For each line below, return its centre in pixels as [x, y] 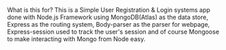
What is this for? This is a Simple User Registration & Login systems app [109, 10]
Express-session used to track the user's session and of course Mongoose [113, 32]
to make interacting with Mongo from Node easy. [76, 39]
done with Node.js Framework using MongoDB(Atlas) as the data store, [108, 17]
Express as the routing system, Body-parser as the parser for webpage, [109, 24]
